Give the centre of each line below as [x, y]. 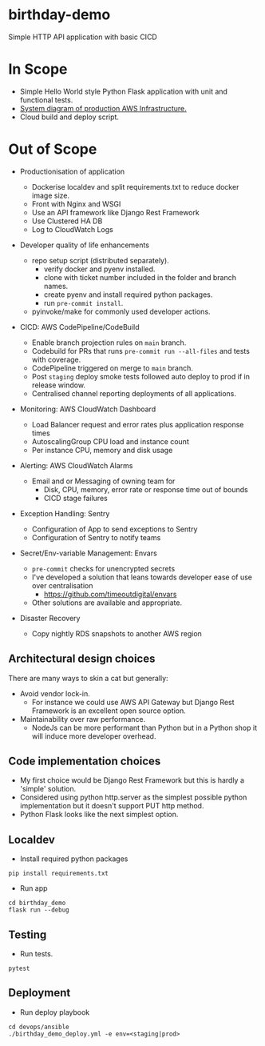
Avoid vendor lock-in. [55, 693]
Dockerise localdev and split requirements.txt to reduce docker [135, 186]
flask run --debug [39, 910]
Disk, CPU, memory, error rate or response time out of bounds [146, 489]
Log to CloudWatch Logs [72, 229]
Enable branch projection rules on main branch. [109, 343]
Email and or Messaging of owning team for [103, 481]
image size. [51, 195]
